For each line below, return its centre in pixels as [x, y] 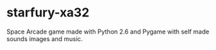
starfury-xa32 [48, 13]
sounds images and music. [45, 38]
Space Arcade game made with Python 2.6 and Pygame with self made [108, 32]
